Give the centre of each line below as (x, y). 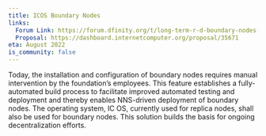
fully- (247, 83)
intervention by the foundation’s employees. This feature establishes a (123, 83)
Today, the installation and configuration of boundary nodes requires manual (133, 75)
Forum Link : (35, 30)
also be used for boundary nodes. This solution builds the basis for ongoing (131, 117)
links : (19, 23)
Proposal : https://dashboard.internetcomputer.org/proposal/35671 (127, 38)
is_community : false (42, 52)
